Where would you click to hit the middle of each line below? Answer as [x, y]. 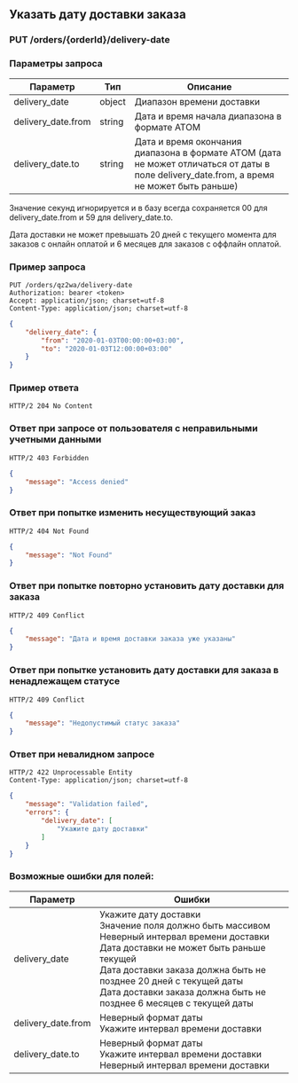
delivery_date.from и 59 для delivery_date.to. [91, 217]
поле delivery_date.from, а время [204, 175]
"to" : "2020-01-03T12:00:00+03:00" [107, 349]
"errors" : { [47, 812]
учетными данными [55, 440]
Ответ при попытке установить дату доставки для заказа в [144, 671]
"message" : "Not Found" [69, 555]
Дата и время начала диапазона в [208, 116]
